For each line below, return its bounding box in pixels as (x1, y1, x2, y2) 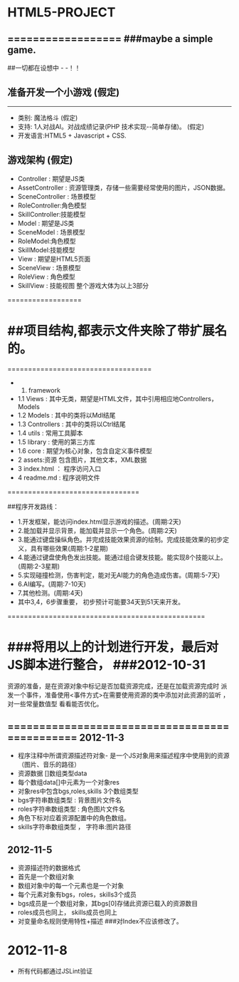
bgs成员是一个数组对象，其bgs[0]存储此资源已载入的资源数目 (17, 899, 198, 908)
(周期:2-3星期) (17, 562, 60, 570)
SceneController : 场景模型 (17, 192, 96, 200)
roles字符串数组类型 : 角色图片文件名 (17, 805, 126, 813)
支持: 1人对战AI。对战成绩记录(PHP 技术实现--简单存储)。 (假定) (17, 122, 205, 130)
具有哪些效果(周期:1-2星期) (30, 544, 109, 552)
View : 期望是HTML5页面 (17, 254, 91, 263)
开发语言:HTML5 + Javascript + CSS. (17, 131, 127, 140)
